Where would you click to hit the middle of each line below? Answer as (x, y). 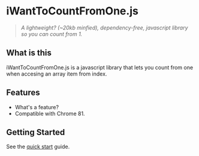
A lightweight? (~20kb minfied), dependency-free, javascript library (104, 28)
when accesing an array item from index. (57, 74)
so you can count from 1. (52, 34)
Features (23, 93)
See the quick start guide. (38, 147)
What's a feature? (37, 107)
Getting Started (36, 132)
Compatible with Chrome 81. (50, 113)
